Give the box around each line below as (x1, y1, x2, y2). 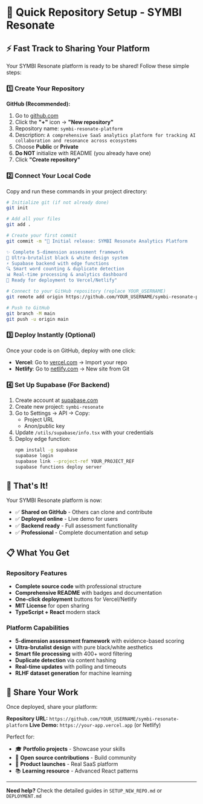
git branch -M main (6, 310, 56, 317)
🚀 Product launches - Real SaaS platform (14, 760, 118, 768)
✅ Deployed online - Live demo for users (14, 515, 118, 523)
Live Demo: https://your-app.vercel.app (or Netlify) (29, 722, 161, 729)
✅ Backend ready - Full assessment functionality (14, 522, 138, 529)
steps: (6, 69, 22, 76)
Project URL (24, 416, 54, 423)
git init (6, 205, 28, 211)
